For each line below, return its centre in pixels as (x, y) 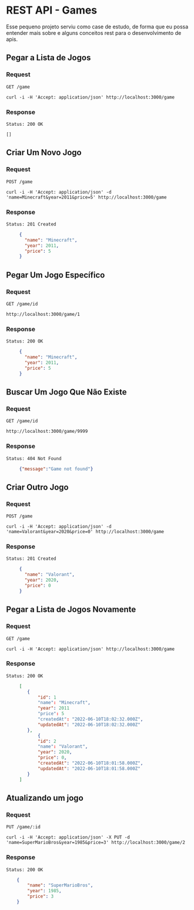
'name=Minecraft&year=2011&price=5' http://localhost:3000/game (86, 197)
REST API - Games (52, 10)
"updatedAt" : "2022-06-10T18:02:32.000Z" (89, 725)
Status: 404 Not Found (34, 458)
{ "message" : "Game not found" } (56, 469)
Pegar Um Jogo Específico (56, 275)
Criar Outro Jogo (37, 487)
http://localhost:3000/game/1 (43, 314)
